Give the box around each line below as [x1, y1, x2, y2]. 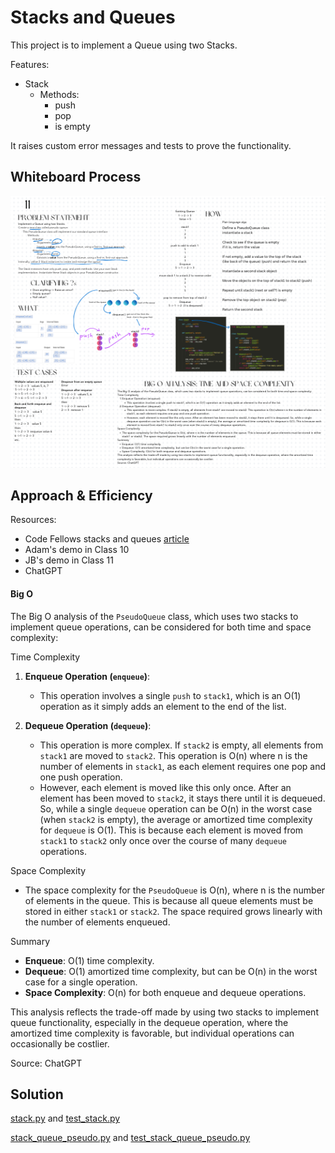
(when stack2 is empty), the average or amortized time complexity [39, 813, 313, 825]
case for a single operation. [24, 976, 138, 988]
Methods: [39, 88, 80, 100]
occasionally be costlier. [10, 1037, 110, 1050]
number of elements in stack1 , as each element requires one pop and [39, 760, 326, 772]
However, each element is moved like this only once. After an [39, 781, 292, 793]
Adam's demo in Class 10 [24, 544, 130, 556]
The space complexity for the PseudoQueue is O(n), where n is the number [24, 884, 326, 896]
